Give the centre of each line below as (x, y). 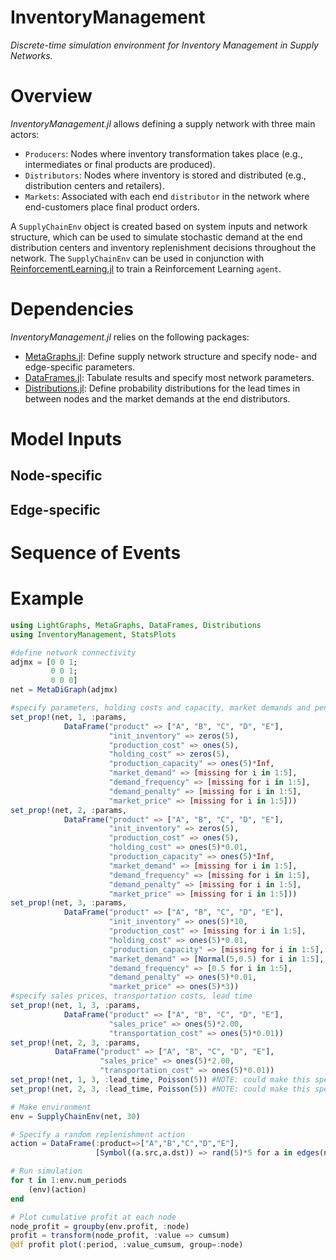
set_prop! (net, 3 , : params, (69, 903)
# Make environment (51, 1107)
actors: (25, 134)
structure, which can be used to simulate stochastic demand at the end (156, 237)
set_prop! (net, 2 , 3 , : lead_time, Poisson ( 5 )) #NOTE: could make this (160, 1089)
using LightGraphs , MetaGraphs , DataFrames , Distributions (136, 625)
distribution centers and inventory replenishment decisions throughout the (163, 247)
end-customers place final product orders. (112, 207)
